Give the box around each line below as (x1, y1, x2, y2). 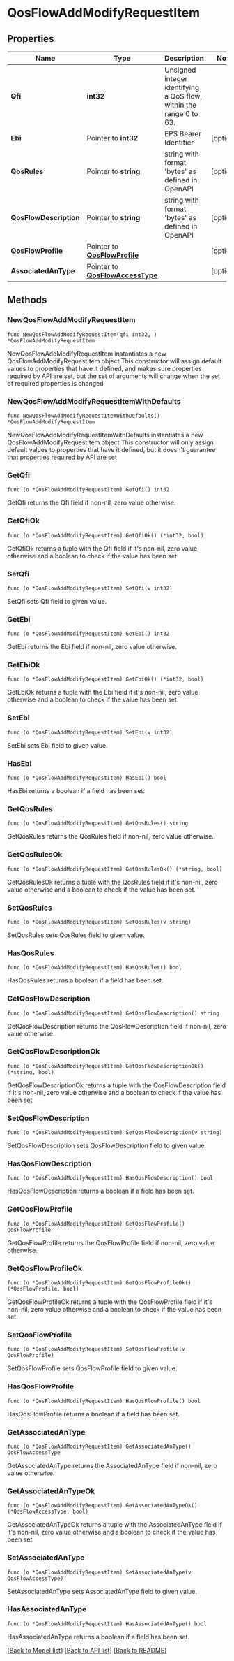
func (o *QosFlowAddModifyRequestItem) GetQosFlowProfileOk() (7, 1279, 192, 1286)
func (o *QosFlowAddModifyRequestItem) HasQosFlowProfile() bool (7, 1398, 201, 1405)
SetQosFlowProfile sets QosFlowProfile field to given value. (7, 1364, 178, 1372)
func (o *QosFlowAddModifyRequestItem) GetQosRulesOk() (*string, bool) (7, 865, 223, 873)
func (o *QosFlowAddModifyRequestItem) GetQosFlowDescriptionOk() (7, 1062, 204, 1070)
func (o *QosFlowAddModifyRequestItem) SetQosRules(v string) (7, 918, 192, 925)
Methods (7, 294, 47, 306)
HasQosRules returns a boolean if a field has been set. (7, 976, 164, 985)
